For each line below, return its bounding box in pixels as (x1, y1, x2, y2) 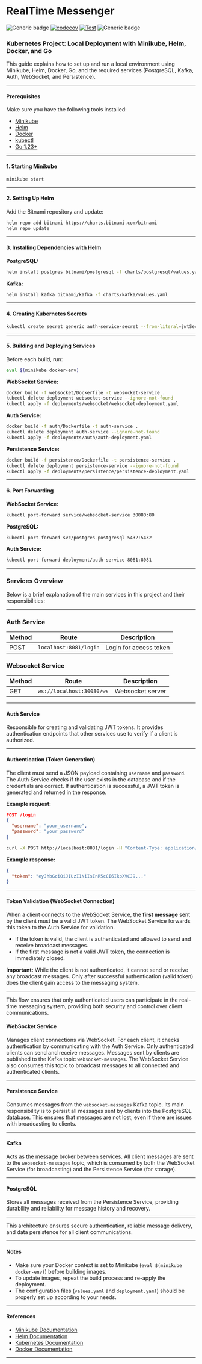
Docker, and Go (6, 46, 52, 55)
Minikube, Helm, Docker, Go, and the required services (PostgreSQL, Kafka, (6, 67, 194, 74)
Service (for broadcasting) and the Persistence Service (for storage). (6, 1166, 177, 1173)
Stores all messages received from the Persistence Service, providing (6, 1198, 179, 1206)
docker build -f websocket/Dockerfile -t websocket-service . (6, 389, 165, 395)
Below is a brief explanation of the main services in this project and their (6, 591, 185, 598)
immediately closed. (14, 954, 65, 961)
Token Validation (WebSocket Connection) (6, 897, 115, 905)
